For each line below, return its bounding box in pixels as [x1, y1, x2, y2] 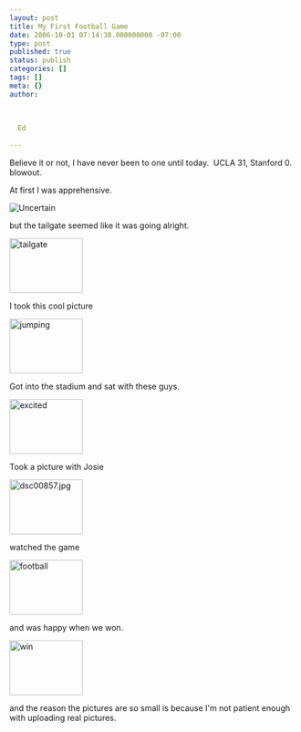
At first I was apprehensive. [9, 184, 112, 195]
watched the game [9, 541, 80, 552]
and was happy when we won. [9, 622, 124, 633]
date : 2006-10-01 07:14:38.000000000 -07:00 [9, 30, 182, 39]
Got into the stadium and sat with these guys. [9, 381, 180, 392]
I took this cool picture [9, 300, 94, 311]
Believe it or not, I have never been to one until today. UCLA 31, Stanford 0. [9, 157, 293, 168]
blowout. [9, 166, 43, 178]
